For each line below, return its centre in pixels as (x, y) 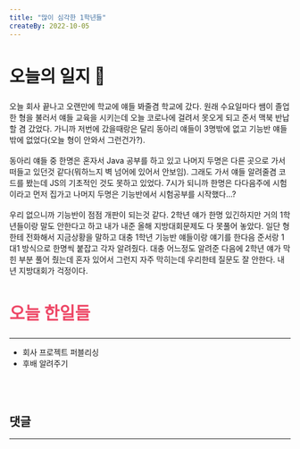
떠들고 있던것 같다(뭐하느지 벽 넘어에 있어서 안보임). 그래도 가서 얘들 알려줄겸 (143, 172)
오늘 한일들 (50, 313)
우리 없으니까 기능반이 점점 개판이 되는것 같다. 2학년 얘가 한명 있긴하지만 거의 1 (146, 215)
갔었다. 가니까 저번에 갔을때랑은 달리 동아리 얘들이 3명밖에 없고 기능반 (150, 129)
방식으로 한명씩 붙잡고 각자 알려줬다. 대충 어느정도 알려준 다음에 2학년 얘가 (151, 249)
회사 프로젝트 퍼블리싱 (61, 352)
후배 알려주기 (45, 364)
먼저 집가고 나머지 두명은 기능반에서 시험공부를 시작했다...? (134, 194)
